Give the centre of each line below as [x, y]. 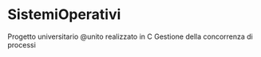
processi [22, 44]
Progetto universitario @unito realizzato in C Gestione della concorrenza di [130, 36]
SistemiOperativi [64, 15]
